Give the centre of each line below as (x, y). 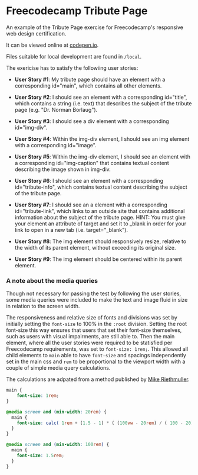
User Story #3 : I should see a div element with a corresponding (92, 121)
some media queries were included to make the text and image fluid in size (97, 300)
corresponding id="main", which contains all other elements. (88, 85)
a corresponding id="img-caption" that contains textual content (92, 163)
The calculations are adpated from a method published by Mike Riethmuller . (98, 379)
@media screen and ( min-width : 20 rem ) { (57, 412)
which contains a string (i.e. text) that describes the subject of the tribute (103, 103)
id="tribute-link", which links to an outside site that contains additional (100, 211)
